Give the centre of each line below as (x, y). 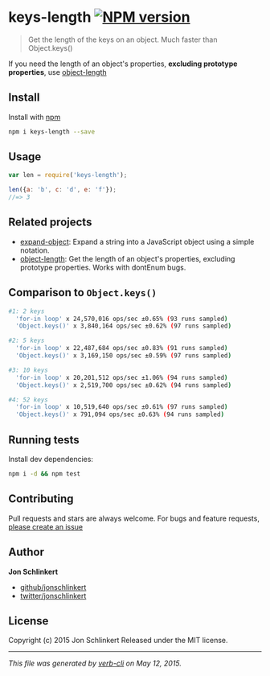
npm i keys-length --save (51, 132)
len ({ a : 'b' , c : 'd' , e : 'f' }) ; (62, 190)
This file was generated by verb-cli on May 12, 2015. (95, 663)
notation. (35, 250)
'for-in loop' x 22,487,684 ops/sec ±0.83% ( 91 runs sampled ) (122, 348)
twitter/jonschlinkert (53, 596)
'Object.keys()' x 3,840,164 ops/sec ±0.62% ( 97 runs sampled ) (123, 326)
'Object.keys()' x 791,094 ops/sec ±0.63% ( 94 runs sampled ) (120, 414)
